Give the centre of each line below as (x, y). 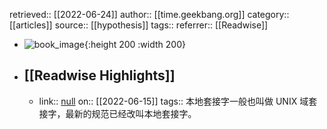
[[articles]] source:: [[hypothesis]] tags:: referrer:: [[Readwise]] (139, 25)
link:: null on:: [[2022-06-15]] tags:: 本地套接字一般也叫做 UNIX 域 (173, 101)
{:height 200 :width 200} (134, 44)
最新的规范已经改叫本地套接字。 (131, 113)
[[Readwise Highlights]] (99, 75)
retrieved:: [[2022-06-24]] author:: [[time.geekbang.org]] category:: (149, 14)
